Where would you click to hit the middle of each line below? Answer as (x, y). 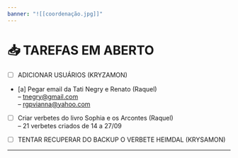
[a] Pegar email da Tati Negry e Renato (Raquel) (87, 89)
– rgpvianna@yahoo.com (54, 104)
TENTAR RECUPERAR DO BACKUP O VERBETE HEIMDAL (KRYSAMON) (121, 140)
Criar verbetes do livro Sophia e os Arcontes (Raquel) (95, 118)
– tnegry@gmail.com (48, 96)
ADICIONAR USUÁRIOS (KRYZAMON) (72, 74)
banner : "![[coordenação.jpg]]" (55, 14)
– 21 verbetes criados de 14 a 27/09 (69, 125)
